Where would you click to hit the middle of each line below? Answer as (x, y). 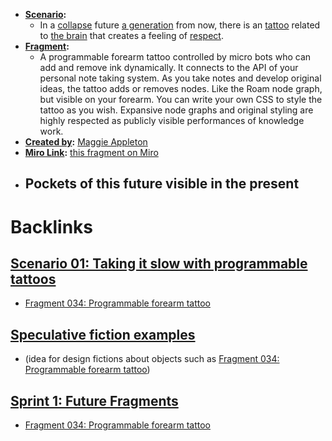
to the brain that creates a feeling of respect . (131, 35)
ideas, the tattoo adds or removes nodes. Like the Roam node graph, (181, 88)
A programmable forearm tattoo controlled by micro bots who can (175, 57)
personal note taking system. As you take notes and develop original (180, 78)
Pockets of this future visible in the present (162, 184)
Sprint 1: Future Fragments (94, 400)
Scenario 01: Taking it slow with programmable (159, 263)
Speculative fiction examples (103, 334)
